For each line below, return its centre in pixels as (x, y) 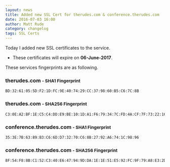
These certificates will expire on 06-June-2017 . (62, 58)
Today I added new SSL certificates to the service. (58, 48)
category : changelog (27, 29)
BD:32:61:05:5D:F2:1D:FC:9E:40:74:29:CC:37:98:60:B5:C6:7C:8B (72, 91)
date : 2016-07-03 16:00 (30, 19)
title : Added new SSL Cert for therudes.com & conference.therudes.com (82, 15)
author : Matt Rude (25, 24)
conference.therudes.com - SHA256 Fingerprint (61, 150)
